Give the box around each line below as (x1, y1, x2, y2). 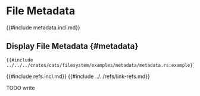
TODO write (6, 84, 35, 91)
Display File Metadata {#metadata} (6, 41, 139, 51)
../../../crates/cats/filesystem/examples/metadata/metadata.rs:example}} (6, 62, 196, 68)
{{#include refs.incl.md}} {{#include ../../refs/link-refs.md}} (6, 73, 150, 80)
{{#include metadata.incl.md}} (6, 24, 80, 31)
